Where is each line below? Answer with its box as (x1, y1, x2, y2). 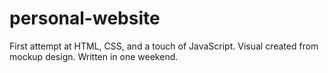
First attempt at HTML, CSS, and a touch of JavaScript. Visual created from (9, 40, 319, 52)
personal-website (9, 7, 161, 30)
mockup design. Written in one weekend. (9, 50, 179, 62)
